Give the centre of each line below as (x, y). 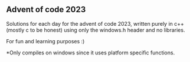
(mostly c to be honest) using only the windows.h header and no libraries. (96, 30)
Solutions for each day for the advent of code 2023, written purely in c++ (95, 23)
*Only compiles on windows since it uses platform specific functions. (91, 53)
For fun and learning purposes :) (45, 41)
